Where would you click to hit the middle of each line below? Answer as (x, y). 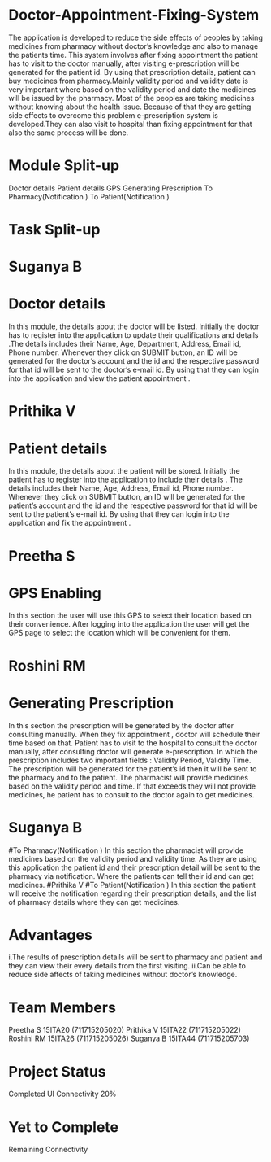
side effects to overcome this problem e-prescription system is (114, 115)
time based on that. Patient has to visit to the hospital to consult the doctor (133, 743)
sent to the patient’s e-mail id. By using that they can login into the (119, 514)
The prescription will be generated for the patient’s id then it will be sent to (133, 769)
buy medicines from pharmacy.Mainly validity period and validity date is (129, 81)
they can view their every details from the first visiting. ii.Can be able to (127, 966)
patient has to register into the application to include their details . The (126, 480)
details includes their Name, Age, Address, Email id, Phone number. (121, 488)
